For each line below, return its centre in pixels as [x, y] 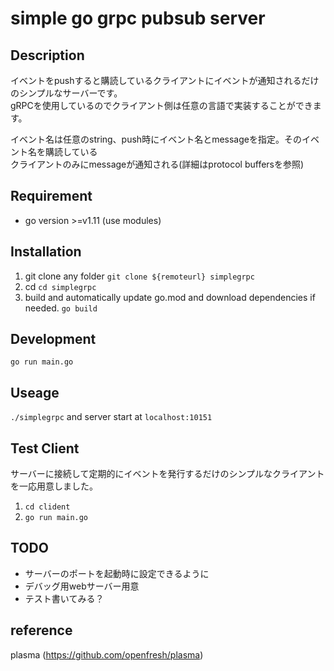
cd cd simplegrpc [60, 286]
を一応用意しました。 [54, 486]
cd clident [47, 507]
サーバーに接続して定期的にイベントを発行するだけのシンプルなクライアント [167, 474]
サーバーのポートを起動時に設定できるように [117, 573]
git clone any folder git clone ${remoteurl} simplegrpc [139, 276]
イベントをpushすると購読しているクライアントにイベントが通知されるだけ [165, 80]
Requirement [51, 196]
